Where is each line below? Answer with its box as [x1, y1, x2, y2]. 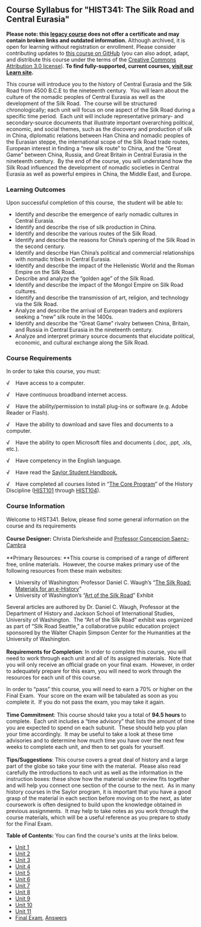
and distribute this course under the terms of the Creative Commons [6, 56, 176, 63]
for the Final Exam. [6, 820, 53, 827]
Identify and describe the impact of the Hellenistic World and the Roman [14, 262, 195, 269]
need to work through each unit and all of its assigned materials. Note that [6, 654, 192, 661]
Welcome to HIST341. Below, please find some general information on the [6, 515, 190, 523]
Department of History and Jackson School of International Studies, [6, 610, 175, 617]
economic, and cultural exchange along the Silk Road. [14, 339, 149, 346]
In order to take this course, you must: [6, 368, 101, 375]
